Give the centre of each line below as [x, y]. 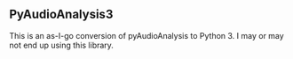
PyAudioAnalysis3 [61, 15]
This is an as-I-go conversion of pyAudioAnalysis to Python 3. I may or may [146, 35]
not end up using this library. [61, 45]
